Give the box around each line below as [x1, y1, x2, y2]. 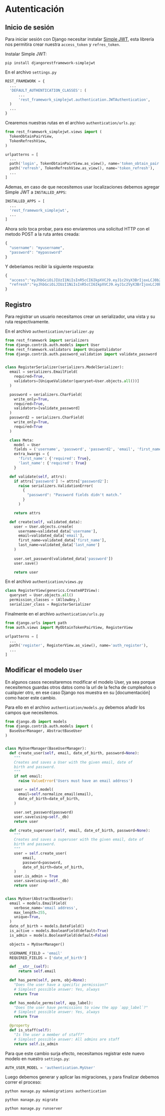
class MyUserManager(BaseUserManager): [5, 746, 87, 751]
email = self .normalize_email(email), [18, 792, 93, 797]
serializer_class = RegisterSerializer [9, 602, 91, 607]
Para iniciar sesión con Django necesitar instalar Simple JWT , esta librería [5, 36, 154, 42]
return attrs [14, 510, 41, 515]
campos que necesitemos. [5, 709, 59, 715]
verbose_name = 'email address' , [14, 905, 78, 910]
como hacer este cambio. [5, 694, 57, 700]
